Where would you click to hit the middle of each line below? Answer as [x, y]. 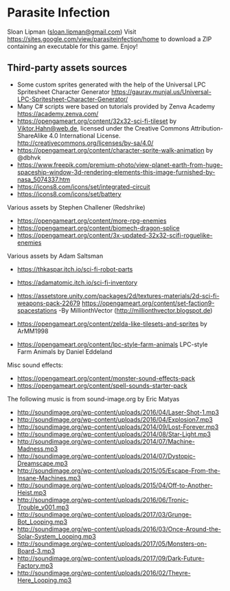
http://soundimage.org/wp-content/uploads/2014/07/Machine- [106, 441]
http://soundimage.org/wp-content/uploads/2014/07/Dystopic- [106, 456]
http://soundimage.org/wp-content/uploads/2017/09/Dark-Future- [111, 558]
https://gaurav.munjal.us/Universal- [161, 91]
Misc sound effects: [35, 365]
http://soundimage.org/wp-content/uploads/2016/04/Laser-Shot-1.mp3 [118, 412]
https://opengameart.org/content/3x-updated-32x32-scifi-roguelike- [115, 235]
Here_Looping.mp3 [44, 580]
